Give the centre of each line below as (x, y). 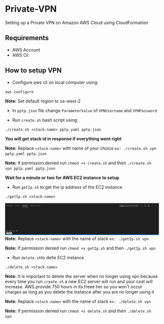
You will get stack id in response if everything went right (63, 139)
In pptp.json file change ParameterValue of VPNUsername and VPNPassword (84, 110)
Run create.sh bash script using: (45, 120)
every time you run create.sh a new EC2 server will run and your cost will (79, 281)
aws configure (20, 92)
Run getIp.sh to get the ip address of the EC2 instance (67, 187)
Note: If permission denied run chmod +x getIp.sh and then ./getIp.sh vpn (81, 248)
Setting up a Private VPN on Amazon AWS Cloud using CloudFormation (77, 23)
